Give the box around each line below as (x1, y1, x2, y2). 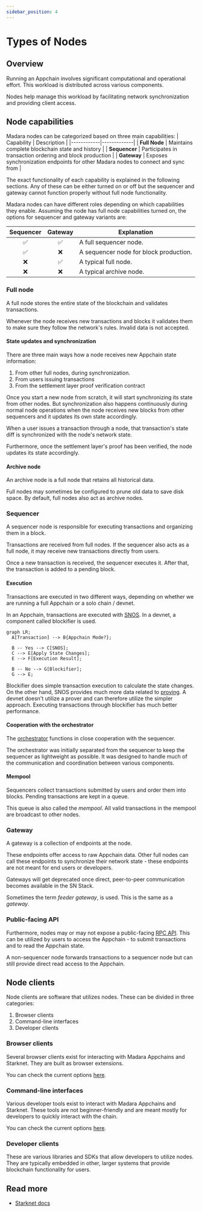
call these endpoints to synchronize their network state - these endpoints (6, 857, 189, 865)
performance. (6, 707, 40, 715)
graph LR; (6, 629, 31, 635)
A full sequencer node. (79, 238, 144, 247)
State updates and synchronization (6, 338, 96, 345)
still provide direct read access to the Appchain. (6, 960, 125, 967)
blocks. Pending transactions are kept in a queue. (6, 793, 130, 800)
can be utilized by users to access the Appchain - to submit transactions (6, 935, 186, 942)
